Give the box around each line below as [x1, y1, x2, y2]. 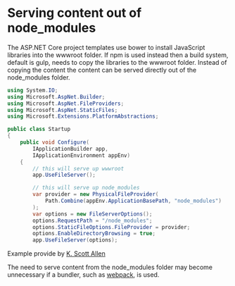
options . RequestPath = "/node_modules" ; [32, 217, 153, 224]
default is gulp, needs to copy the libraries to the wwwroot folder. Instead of [7, 58, 227, 66]
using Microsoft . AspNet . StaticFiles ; [7, 106, 118, 113]
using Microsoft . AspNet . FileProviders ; [7, 100, 125, 107]
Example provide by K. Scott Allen [7, 249, 106, 258]
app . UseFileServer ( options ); [32, 237, 118, 244]
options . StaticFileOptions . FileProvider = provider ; [32, 223, 191, 230]
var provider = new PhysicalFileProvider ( [32, 191, 159, 198]
